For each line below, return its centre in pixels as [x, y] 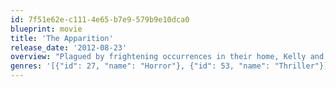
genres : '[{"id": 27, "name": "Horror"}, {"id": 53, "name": [140, 66]
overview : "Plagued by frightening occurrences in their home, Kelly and [167, 57]
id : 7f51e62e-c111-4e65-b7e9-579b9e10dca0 [100, 19]
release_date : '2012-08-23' [69, 47]
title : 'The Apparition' [62, 38]
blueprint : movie [46, 29]
